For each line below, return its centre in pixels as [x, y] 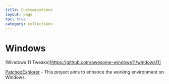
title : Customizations [29, 10]
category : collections [29, 24]
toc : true [16, 19]
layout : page [19, 14]
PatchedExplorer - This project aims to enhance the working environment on [85, 72]
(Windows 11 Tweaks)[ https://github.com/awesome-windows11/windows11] [83, 62]
